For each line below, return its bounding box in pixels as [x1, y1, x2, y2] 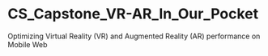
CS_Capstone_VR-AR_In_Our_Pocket [7, 5, 259, 23]
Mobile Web [7, 39, 48, 49]
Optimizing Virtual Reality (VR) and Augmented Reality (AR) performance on [7, 31, 261, 41]
